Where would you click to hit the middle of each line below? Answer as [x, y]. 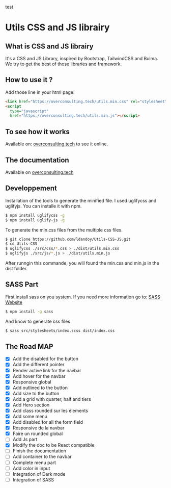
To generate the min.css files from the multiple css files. [64, 230]
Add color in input [31, 468]
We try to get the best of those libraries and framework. [64, 64]
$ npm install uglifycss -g [35, 215]
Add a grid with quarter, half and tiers [52, 399]
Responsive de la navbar [38, 428]
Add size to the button [36, 393]
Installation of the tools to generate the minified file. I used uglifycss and [81, 200]
